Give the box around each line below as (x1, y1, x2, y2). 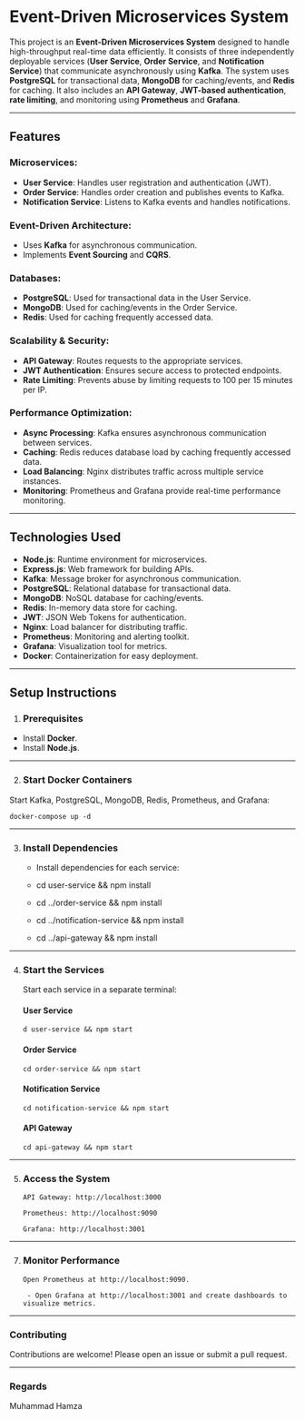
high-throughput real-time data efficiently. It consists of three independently (9, 45, 295, 56)
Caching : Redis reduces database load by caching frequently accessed (22, 447, 291, 458)
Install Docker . (22, 733, 78, 744)
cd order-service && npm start (22, 1064, 142, 1073)
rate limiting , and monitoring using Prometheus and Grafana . (9, 94, 241, 105)
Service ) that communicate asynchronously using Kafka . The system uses (9, 65, 290, 76)
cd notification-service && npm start (22, 1103, 170, 1113)
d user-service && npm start (22, 1025, 133, 1034)
